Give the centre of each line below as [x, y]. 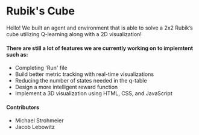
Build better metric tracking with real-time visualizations [84, 74]
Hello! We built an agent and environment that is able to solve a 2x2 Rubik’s [99, 28]
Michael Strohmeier [39, 121]
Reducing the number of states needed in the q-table [81, 81]
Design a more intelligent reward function [66, 87]
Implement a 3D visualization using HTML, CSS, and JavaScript [94, 93]
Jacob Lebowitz [35, 127]
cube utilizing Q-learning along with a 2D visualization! [74, 34]
